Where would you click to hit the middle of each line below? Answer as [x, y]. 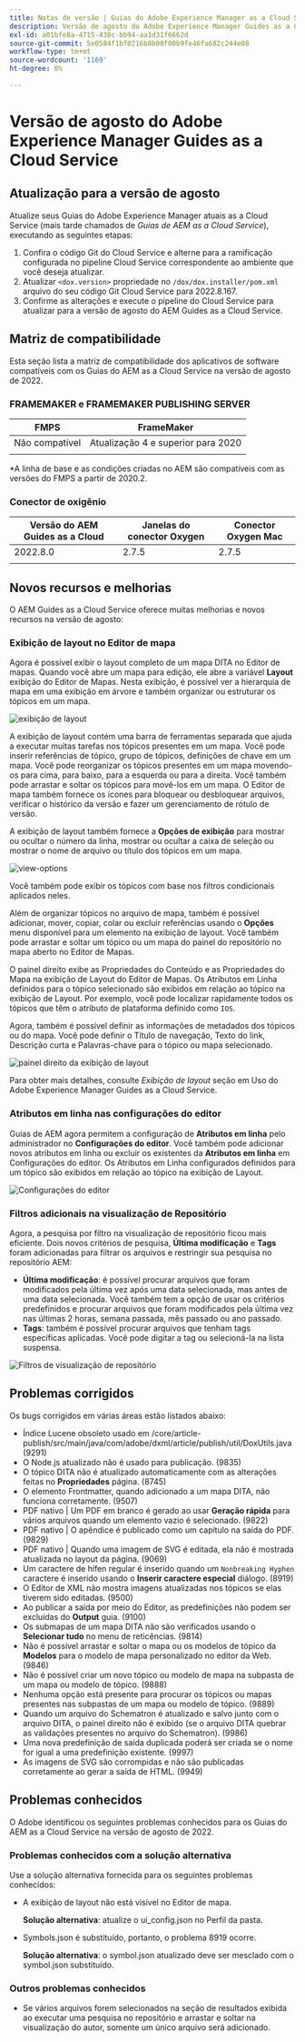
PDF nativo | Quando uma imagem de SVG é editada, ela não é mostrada [158, 1549]
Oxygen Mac [255, 537]
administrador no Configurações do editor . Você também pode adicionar [147, 1143]
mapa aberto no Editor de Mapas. [72, 952]
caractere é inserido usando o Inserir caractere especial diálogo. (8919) [158, 1578]
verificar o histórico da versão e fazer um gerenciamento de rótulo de [139, 804]
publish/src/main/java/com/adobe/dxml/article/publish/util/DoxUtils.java [157, 1443]
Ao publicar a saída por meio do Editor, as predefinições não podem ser [157, 1607]
